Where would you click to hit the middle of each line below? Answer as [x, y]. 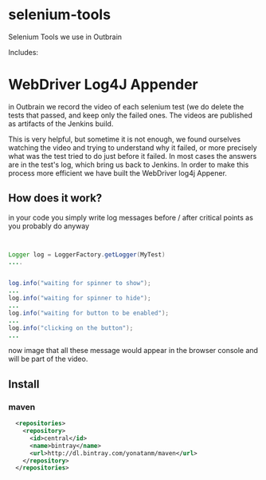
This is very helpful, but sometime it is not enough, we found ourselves [125, 139]
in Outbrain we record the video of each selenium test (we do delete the [126, 106]
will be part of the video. [48, 359]
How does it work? [55, 198]
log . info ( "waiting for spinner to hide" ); [80, 298]
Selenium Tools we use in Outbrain [65, 37]
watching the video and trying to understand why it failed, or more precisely [133, 147]
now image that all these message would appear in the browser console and [133, 351]
